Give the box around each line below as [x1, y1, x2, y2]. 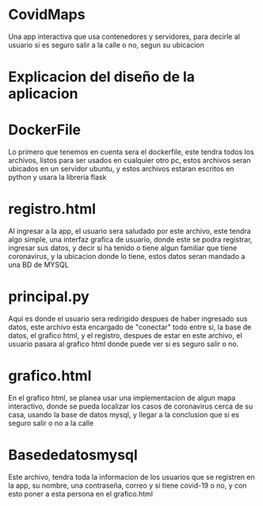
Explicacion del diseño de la [8, 68, 196, 86]
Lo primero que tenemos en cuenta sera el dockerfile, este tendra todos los [8, 147, 255, 157]
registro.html [8, 200, 97, 219]
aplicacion [8, 85, 78, 103]
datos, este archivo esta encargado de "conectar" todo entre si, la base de [8, 322, 252, 332]
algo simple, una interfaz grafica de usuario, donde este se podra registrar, [8, 235, 253, 244]
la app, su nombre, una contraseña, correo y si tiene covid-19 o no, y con [8, 481, 247, 490]
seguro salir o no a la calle [8, 418, 93, 428]
